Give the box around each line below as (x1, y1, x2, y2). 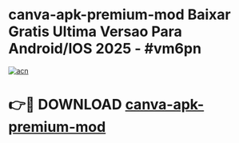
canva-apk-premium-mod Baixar (8, 6, 231, 24)
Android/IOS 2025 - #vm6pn (8, 40, 202, 58)
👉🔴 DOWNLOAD (8, 96, 122, 113)
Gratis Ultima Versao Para (8, 22, 182, 41)
